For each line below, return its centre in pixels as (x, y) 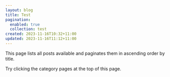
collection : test (28, 29)
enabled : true (25, 24)
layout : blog (19, 10)
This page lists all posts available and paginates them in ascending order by (85, 53)
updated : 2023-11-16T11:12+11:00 (41, 39)
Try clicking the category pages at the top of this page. (63, 69)
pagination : (18, 20)
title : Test (18, 15)
